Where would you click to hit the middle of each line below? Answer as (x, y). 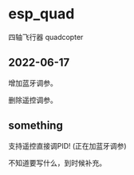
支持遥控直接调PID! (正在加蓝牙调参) (67, 145)
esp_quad (41, 14)
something (36, 126)
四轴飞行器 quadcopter (46, 37)
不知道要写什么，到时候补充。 (57, 163)
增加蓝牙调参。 (33, 83)
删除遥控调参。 (33, 100)
